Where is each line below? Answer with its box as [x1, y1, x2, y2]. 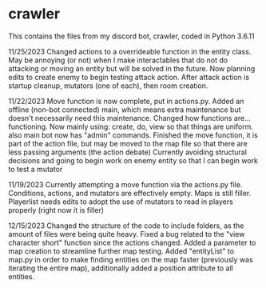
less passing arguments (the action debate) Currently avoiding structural [8, 147, 248, 157]
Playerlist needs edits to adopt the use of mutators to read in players [8, 197, 233, 206]
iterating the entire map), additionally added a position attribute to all [8, 263, 233, 273]
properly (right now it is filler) [8, 205, 105, 214]
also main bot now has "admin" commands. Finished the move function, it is [8, 130, 258, 140]
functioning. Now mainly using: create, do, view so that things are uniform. [8, 122, 254, 131]
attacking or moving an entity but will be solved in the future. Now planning [8, 63, 256, 73]
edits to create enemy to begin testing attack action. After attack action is [8, 72, 250, 82]
